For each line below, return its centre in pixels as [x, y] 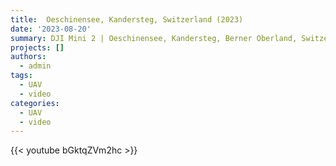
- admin [35, 66]
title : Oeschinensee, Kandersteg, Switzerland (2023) [127, 19]
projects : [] [37, 47]
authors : [28, 57]
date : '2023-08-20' [51, 29]
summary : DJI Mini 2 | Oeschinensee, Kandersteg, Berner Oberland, [154, 38]
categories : [35, 103]
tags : [21, 76]
